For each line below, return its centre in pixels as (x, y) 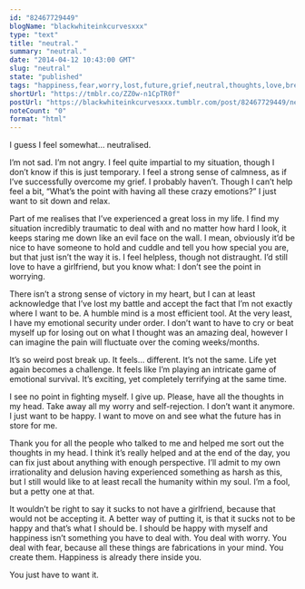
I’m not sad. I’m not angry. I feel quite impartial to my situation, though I (142, 162)
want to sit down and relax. (60, 201)
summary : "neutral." (49, 52)
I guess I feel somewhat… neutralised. (80, 145)
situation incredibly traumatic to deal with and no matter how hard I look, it (148, 229)
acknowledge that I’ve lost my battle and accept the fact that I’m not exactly (151, 304)
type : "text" (34, 34)
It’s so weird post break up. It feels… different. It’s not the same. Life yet (143, 360)
